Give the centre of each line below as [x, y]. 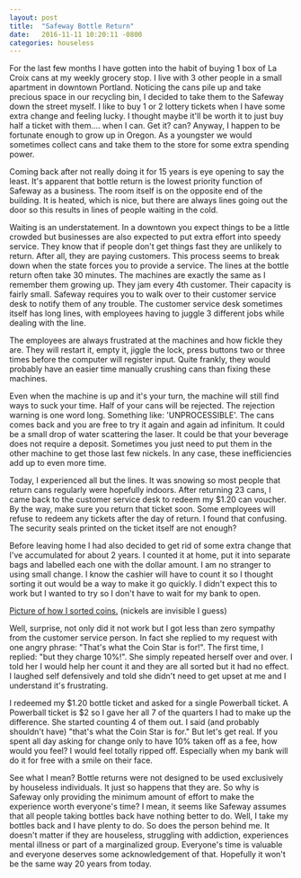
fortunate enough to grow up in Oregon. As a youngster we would [131, 135]
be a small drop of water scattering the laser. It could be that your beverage [149, 435]
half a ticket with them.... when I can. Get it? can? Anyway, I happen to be [145, 126]
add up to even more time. [58, 463]
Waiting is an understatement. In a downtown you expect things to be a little [150, 228]
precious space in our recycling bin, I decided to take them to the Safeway [147, 97]
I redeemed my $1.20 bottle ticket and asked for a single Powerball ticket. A [149, 703]
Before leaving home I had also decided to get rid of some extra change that [150, 546]
